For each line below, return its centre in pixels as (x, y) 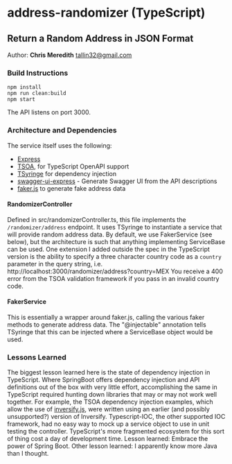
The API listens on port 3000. (49, 112)
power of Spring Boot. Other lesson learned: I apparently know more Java (112, 446)
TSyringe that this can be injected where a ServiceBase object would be (110, 332)
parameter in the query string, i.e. (55, 264)
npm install (24, 87)
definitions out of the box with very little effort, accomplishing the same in (112, 387)
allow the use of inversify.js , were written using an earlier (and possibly (108, 409)
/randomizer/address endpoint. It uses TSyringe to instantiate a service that (115, 227)
